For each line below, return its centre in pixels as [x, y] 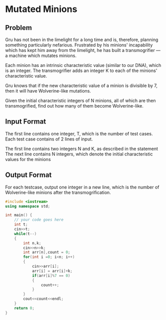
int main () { [19, 215]
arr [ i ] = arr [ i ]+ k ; [52, 271]
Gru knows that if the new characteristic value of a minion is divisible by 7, [81, 85]
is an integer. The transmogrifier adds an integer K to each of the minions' [81, 70]
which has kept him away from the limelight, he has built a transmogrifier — [83, 50]
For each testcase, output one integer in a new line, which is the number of [82, 187]
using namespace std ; [28, 206]
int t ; [21, 224]
